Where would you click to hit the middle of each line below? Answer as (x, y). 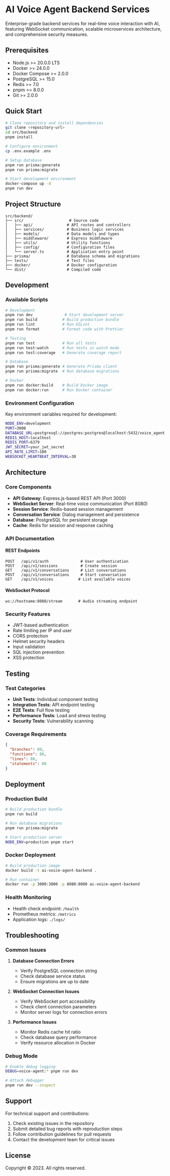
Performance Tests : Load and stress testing (59, 715)
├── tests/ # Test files (50, 260)
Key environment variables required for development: (61, 414)
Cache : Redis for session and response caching (63, 525)
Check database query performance (58, 1037)
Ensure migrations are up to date (54, 982)
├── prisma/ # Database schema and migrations (73, 256)
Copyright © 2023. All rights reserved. (46, 1168)
